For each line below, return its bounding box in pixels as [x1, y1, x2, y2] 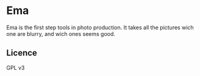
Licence [6, 48, 38, 58]
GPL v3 [6, 64, 25, 71]
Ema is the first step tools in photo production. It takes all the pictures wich [6, 24, 194, 31]
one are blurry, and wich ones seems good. [6, 30, 116, 37]
